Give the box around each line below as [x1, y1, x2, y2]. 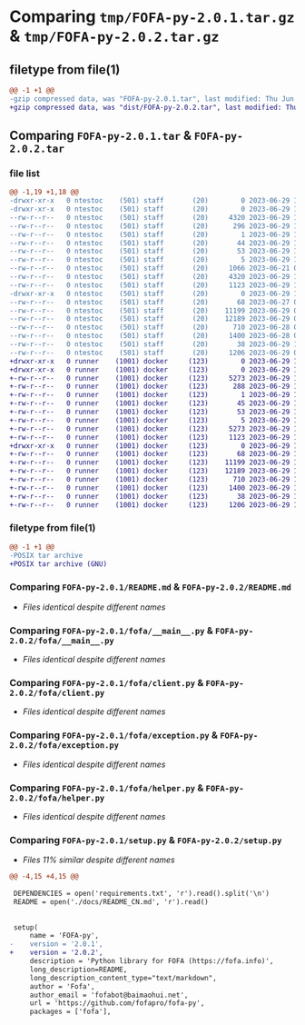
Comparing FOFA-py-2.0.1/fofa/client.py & [9, 677, 204, 689]
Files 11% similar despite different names [22, 854, 175, 865]
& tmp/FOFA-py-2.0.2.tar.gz [9, 25, 220, 46]
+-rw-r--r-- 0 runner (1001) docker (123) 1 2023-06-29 [9, 391, 290, 400]
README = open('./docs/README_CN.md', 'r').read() [13, 897, 209, 906]
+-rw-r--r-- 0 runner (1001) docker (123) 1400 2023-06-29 [9, 483, 290, 493]
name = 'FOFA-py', [29, 931, 100, 940]
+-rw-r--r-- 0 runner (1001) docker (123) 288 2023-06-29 [9, 382, 290, 392]
